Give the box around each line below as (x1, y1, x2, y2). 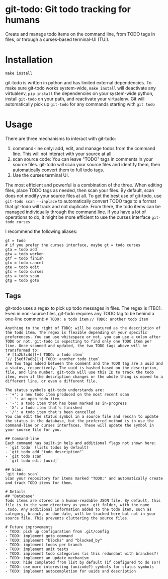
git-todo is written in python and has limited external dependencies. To (5, 79, 152, 85)
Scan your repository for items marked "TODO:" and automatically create (5, 476, 163, 481)
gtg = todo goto (5, 278, 39, 283)
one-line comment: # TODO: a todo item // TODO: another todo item (5, 316, 148, 322)
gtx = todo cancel (5, 260, 44, 265)
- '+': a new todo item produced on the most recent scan (5, 392, 129, 397)
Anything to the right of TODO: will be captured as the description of (5, 325, 161, 330)
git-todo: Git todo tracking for (5, 4, 131, 15)
